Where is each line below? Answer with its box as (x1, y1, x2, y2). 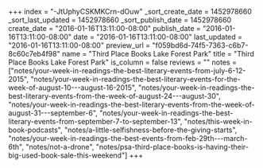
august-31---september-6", (8, 108, 98, 118)
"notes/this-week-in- (184, 117, 253, 126)
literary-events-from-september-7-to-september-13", (8, 117, 183, 126)
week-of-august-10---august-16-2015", (8, 83, 137, 92)
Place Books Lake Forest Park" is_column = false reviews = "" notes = (8, 57, 237, 67)
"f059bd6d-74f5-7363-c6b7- (152, 41, 249, 50)
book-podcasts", (8, 125, 64, 135)
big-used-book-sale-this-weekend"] (8, 150, 128, 160)
